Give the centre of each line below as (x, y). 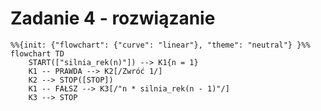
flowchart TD (37, 53)
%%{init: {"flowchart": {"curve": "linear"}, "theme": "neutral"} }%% (160, 45)
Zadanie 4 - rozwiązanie (113, 18)
